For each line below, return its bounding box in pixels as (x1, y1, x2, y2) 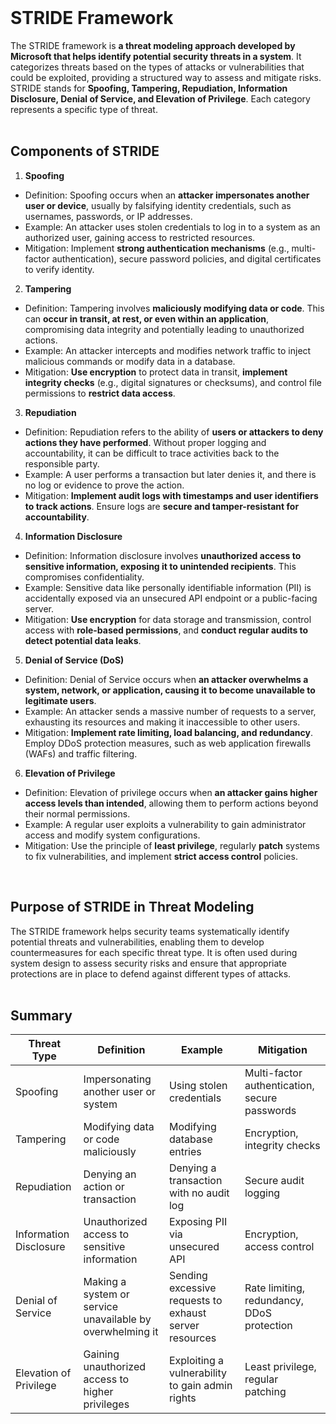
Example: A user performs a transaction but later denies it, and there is (24, 468, 317, 480)
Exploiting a (168, 1354, 225, 1368)
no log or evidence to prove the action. (24, 479, 185, 491)
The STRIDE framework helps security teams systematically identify (10, 925, 290, 937)
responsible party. (24, 457, 100, 470)
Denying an (83, 1167, 137, 1181)
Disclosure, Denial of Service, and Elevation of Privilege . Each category (10, 92, 311, 105)
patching (244, 1385, 287, 1399)
